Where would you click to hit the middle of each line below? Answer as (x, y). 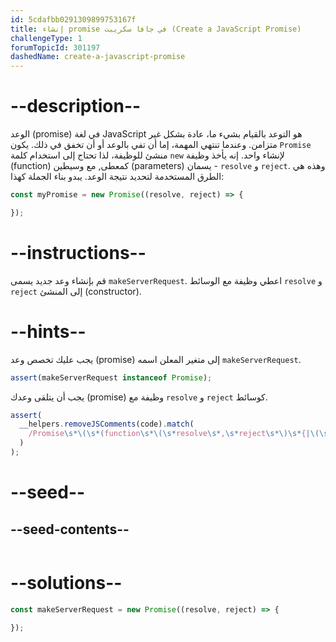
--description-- (76, 106)
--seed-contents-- (70, 529)
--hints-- (48, 331)
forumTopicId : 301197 (55, 47)
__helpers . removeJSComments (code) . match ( (107, 424)
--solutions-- (66, 583)
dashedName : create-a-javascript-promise (98, 57)
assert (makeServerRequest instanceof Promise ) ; (111, 377)
